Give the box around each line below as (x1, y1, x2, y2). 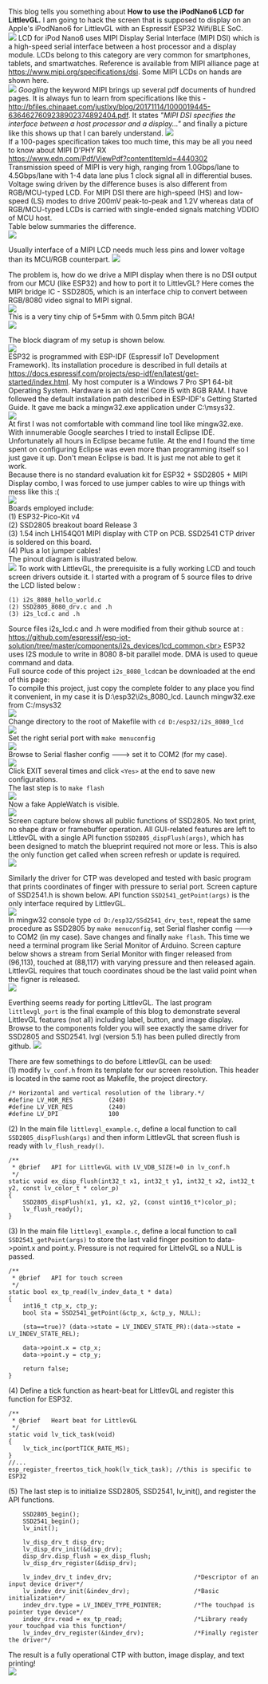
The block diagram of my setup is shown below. (8, 335, 166, 345)
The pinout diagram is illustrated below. (8, 554, 138, 563)
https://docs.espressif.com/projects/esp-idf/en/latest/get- (8, 369, 199, 378)
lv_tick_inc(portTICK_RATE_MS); (22, 1445, 130, 1453)
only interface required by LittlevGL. (8, 899, 126, 908)
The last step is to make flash (8, 783, 105, 792)
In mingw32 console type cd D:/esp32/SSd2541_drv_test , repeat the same (8, 915, 251, 925)
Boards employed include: (8, 503, 94, 513)
